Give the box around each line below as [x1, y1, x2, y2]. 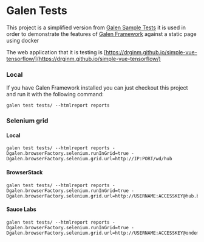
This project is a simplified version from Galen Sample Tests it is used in [6, 24, 186, 31]
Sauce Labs [6, 205, 36, 213]
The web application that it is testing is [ [6, 48, 106, 55]
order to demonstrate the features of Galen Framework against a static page [6, 30, 197, 37]
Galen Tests [6, 4, 68, 18]
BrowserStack [6, 168, 43, 176]
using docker [6, 37, 39, 44]
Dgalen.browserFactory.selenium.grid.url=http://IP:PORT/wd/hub [6, 156, 172, 162]
